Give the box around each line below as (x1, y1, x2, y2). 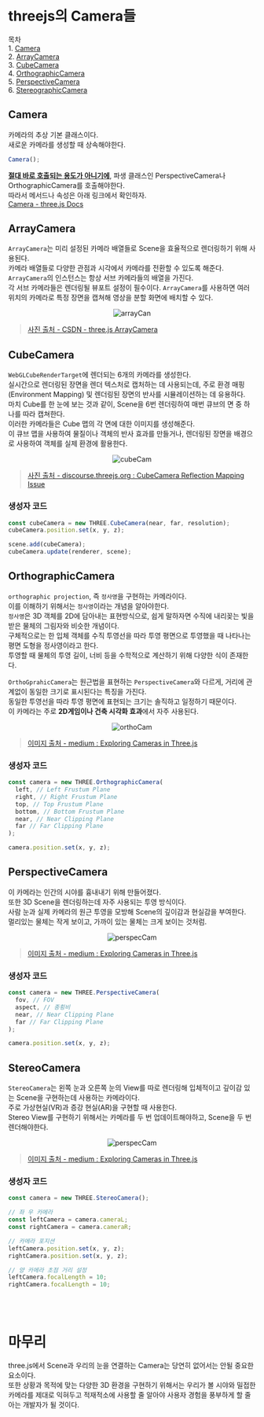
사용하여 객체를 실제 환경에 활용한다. (16, 439, 128, 448)
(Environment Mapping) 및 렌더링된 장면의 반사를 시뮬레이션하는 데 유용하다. (8, 390, 246, 399)
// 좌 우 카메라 (8, 1209, 53, 1216)
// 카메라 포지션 (8, 1237, 55, 1245)
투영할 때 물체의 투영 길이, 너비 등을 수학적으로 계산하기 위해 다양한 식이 (8, 650, 228, 660)
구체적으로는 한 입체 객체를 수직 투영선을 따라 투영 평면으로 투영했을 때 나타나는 (8, 631, 251, 640)
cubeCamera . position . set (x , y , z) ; (8, 526, 125, 535)
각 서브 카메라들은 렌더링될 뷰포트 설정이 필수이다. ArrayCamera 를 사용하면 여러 (8, 283, 250, 293)
